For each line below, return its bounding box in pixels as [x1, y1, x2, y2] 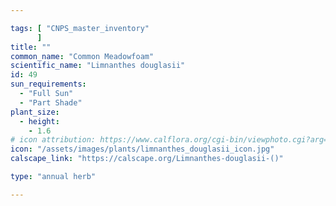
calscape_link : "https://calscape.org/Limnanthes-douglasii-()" [10, 154, 284, 164]
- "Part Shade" [19, 97, 83, 108]
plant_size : [10, 107, 60, 117]
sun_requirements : [10, 79, 87, 90]
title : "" [10, 42, 52, 52]
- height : [19, 116, 60, 126]
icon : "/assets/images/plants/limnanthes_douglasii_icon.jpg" [10, 144, 275, 155]
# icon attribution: [10, 135, 97, 145]
